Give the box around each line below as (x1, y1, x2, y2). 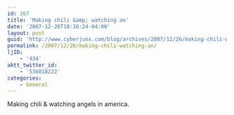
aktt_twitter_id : (7, 62, 58, 69)
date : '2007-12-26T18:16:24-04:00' (7, 23, 111, 30)
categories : (7, 74, 42, 82)
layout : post (7, 29, 45, 37)
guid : (7, 36, 23, 43)
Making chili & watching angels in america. (7, 100, 130, 108)
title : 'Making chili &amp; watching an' (7, 17, 130, 24)
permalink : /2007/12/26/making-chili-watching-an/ (7, 42, 157, 49)
